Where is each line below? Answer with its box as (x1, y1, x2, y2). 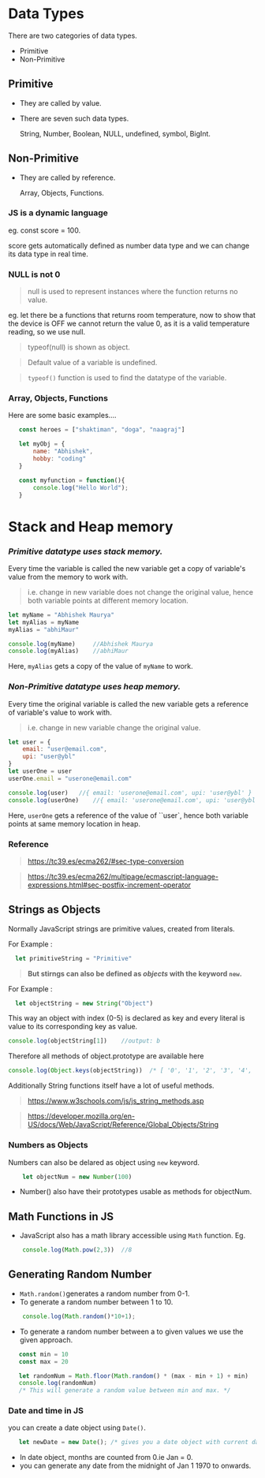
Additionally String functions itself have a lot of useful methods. (8, 1081, 215, 1091)
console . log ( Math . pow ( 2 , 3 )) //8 (22, 1246, 132, 1254)
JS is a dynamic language (8, 207, 109, 218)
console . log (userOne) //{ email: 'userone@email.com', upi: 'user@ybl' (8, 796, 259, 804)
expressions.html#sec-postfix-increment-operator (27, 880, 192, 890)
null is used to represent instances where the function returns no (27, 287, 238, 297)
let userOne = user (8, 767, 73, 775)
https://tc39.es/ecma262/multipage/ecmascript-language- (27, 871, 219, 881)
